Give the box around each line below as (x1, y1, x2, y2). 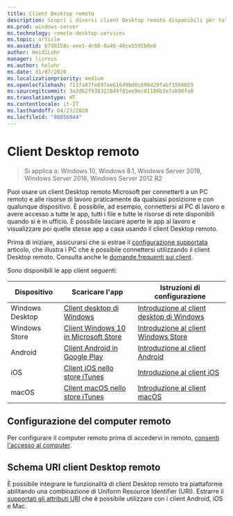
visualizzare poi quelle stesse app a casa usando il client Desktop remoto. (7, 224, 218, 233)
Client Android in (63, 343, 119, 353)
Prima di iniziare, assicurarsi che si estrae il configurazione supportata (7, 238, 208, 246)
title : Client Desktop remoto (7, 10, 95, 17)
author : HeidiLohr (7, 49, 60, 56)
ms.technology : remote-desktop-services (7, 29, 126, 37)
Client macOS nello (63, 383, 126, 393)
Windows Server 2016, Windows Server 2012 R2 (24, 174, 163, 182)
